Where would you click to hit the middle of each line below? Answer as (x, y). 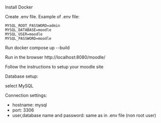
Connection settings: (26, 95)
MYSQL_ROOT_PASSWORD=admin (33, 26)
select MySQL (19, 86)
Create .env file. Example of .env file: (42, 16)
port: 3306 (23, 110)
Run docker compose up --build (38, 48)
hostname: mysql (30, 105)
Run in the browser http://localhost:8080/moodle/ (55, 57)
